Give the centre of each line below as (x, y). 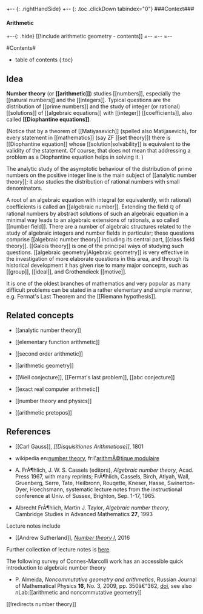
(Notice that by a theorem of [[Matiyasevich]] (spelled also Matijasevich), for (101, 131)
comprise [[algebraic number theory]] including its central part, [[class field (101, 240)
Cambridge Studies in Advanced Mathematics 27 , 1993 (84, 514)
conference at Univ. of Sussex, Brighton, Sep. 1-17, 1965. (85, 495)
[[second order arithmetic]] (49, 354)
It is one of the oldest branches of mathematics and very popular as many (98, 284)
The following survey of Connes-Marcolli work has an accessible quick (95, 561)
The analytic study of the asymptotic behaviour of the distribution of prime (99, 169)
